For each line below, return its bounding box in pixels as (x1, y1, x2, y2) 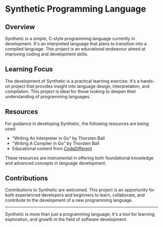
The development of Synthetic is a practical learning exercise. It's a (5, 78, 140, 84)
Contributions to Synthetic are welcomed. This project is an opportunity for (5, 187, 155, 193)
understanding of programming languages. (5, 93, 91, 99)
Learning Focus (5, 65, 53, 73)
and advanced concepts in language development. (5, 160, 107, 166)
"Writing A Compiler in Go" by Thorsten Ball (12, 140, 99, 146)
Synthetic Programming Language (5, 3, 147, 15)
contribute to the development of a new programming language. (5, 197, 133, 203)
